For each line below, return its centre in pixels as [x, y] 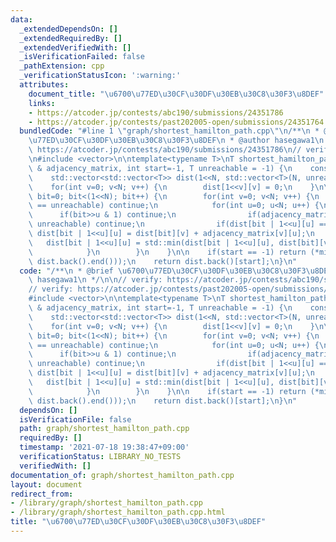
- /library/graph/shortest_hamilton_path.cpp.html [118, 512]
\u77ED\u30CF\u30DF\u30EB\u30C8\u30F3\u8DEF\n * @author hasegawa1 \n [176, 141]
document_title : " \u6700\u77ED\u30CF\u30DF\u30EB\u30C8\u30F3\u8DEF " [176, 94]
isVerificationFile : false [75, 419]
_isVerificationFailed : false [82, 57]
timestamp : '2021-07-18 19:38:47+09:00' [104, 447]
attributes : [44, 85]
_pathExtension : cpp [62, 66]
